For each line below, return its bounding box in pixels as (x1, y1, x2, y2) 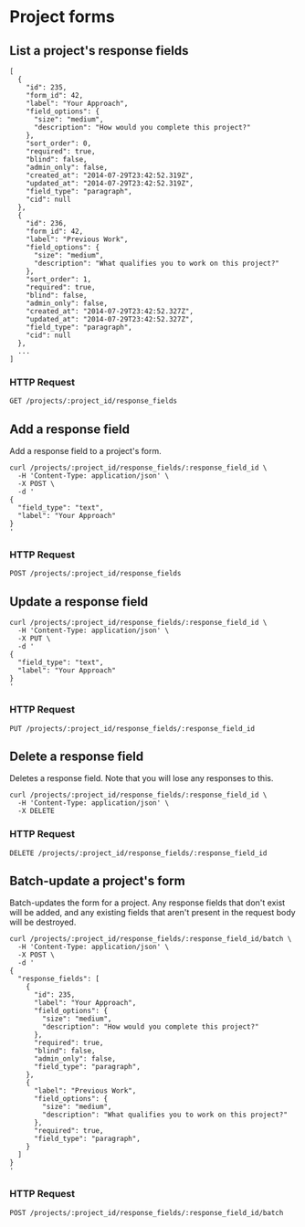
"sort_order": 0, (26, 139, 92, 148)
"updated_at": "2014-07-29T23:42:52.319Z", (26, 179, 195, 188)
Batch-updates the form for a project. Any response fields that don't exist (9, 897, 286, 908)
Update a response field (9, 594, 149, 609)
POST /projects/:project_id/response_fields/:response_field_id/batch (9, 1208, 284, 1217)
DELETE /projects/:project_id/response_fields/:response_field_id (9, 848, 268, 858)
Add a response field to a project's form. (9, 446, 162, 457)
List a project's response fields (9, 43, 189, 58)
